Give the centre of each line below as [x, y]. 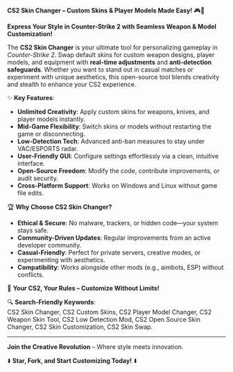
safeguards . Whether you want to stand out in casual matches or [101, 70]
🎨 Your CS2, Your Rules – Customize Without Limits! [83, 288]
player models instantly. [51, 119]
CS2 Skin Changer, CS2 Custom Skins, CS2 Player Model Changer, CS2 [110, 312]
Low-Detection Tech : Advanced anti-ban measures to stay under [111, 141]
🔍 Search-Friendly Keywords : [51, 302]
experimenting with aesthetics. [61, 260]
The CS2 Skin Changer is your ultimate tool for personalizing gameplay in [113, 47]
